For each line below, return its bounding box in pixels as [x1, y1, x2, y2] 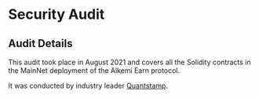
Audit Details [8, 37, 73, 50]
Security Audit [8, 5, 105, 24]
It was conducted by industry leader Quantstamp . [8, 81, 169, 90]
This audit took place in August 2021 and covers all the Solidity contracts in [8, 57, 251, 67]
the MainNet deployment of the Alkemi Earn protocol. [8, 66, 181, 75]
